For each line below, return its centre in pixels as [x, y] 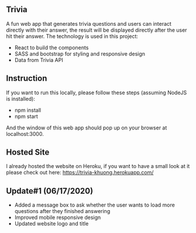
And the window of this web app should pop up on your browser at [87, 128]
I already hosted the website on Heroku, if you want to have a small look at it [98, 166]
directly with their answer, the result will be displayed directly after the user [97, 30]
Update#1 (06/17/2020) [50, 191]
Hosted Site [28, 153]
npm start [26, 116]
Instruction [27, 78]
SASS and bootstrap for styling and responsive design [80, 54]
